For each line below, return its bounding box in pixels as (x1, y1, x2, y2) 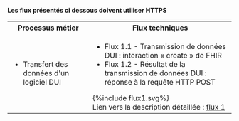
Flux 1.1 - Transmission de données (104, 42, 226, 51)
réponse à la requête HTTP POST (104, 78, 216, 87)
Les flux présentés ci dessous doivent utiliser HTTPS (7, 6, 167, 14)
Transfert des (23, 60, 68, 69)
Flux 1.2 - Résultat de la (104, 60, 186, 69)
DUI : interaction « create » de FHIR (104, 51, 223, 60)
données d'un (23, 68, 70, 78)
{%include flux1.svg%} (92, 93, 170, 102)
